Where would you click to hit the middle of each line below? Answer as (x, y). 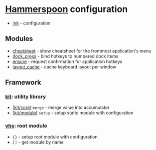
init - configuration (31, 23)
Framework (23, 83)
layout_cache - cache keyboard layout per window (64, 66)
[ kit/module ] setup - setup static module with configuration (73, 113)
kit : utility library (26, 97)
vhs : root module (26, 126)
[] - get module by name (38, 142)
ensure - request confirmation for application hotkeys (67, 61)
